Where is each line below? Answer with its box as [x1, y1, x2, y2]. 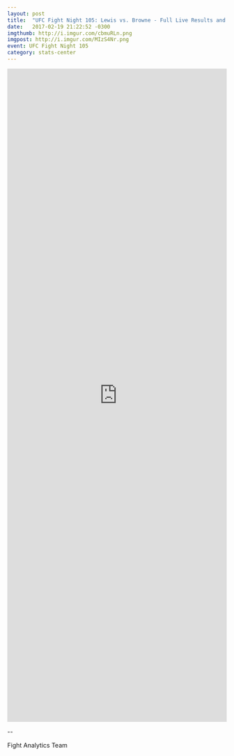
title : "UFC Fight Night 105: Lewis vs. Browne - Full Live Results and [7, 17, 226, 24]
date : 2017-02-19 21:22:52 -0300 [7, 23, 111, 30]
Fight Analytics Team [7, 741, 68, 749]
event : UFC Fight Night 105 [7, 43, 89, 49]
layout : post [7, 10, 45, 17]
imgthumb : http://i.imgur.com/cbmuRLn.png [7, 29, 132, 37]
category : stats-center [7, 49, 77, 56]
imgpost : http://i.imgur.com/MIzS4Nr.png [7, 36, 130, 43]
